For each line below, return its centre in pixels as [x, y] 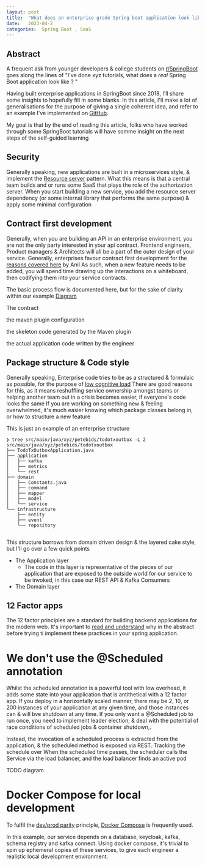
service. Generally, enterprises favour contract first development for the [97, 258]
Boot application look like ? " [42, 82]
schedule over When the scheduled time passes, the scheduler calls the [97, 752]
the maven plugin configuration [46, 320]
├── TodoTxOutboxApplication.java [50, 450]
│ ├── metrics [27, 466]
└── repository [37, 525]
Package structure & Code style [68, 363]
